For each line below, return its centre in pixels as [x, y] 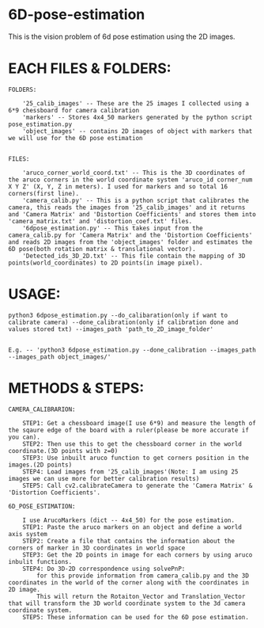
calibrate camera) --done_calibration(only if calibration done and [123, 322]
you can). [25, 437]
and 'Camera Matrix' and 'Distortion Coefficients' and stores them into [132, 214]
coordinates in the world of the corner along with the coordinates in [128, 582]
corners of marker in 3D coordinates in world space [97, 548]
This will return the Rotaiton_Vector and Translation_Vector [141, 596]
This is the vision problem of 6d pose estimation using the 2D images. [122, 36]
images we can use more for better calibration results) [104, 478]
